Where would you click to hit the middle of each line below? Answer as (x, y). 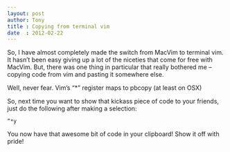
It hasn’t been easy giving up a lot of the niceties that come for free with (110, 60)
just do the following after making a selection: (72, 108)
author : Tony (26, 20)
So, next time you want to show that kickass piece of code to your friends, (113, 102)
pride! (16, 142)
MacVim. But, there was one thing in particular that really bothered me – (110, 67)
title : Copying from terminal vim (59, 26)
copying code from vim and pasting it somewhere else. (86, 75)
